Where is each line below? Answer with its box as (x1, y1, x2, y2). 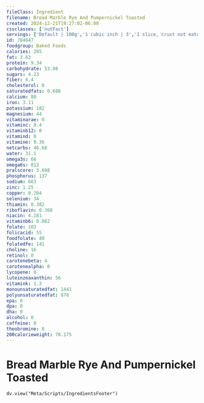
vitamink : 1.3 (6, 281, 42, 287)
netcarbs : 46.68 (6, 144, 47, 151)
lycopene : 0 (6, 269, 36, 276)
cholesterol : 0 (6, 83, 45, 89)
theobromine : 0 (6, 326, 45, 332)
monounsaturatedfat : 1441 (6, 286, 72, 292)
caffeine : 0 (6, 320, 36, 326)
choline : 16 (6, 247, 36, 253)
